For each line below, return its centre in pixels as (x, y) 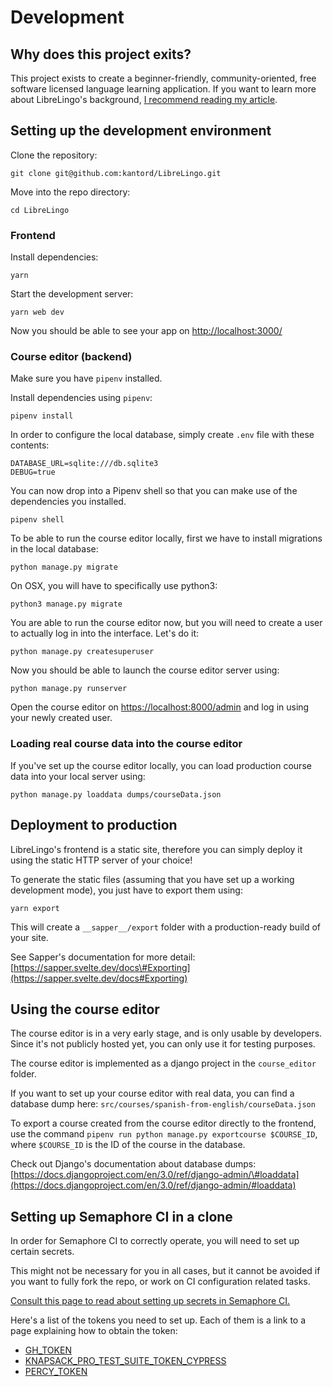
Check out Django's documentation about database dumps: (133, 1164)
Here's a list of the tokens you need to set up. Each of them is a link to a (158, 1320)
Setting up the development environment (141, 131)
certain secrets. (42, 1252)
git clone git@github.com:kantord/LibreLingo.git (116, 173)
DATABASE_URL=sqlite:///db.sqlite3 (84, 464)
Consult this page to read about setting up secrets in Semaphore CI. (150, 1301)
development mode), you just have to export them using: (126, 890)
